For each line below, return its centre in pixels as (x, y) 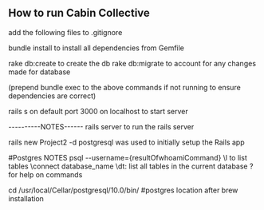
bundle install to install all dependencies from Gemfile (97, 48)
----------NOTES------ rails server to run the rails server (101, 126)
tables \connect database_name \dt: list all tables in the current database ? (131, 166)
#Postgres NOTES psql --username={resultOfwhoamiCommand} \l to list (128, 157)
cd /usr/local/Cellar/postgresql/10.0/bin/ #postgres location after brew (123, 190)
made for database (39, 72)
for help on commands (45, 174)
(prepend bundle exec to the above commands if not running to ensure (124, 87)
